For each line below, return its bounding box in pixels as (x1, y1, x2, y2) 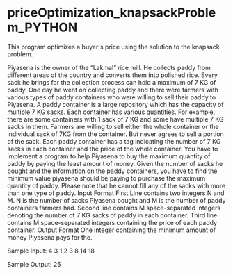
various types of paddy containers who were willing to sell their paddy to (7, 92, 216, 101)
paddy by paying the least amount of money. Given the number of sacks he (7, 159, 223, 167)
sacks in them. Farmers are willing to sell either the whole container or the (7, 122, 219, 131)
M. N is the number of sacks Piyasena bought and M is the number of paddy (7, 196, 226, 204)
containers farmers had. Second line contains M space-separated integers (7, 203, 221, 212)
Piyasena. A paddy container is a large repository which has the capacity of (7, 100, 224, 108)
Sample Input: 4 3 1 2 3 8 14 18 (7, 247, 95, 255)
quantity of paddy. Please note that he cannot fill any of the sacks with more (7, 181, 226, 190)
